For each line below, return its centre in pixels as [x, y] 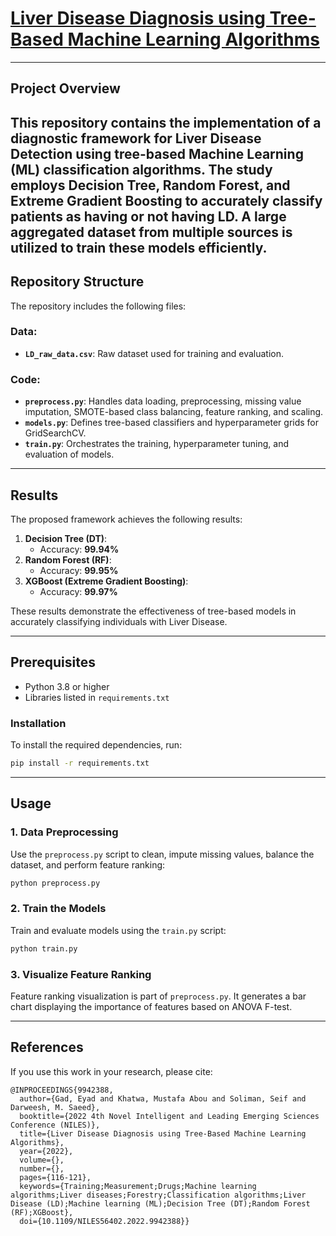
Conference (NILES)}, [55, 1125]
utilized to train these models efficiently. [139, 247]
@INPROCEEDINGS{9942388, [62, 1090]
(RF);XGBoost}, [42, 1212]
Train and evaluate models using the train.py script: [118, 930]
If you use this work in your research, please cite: [111, 1071]
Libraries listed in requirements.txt [97, 697]
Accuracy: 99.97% [78, 591]
